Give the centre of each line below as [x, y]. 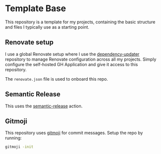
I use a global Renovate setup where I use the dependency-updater [72, 54]
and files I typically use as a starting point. [47, 27]
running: [13, 138]
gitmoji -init [19, 147]
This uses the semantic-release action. [44, 106]
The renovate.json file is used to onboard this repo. [56, 79]
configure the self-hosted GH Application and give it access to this [72, 64]
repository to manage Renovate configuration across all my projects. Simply [81, 59]
